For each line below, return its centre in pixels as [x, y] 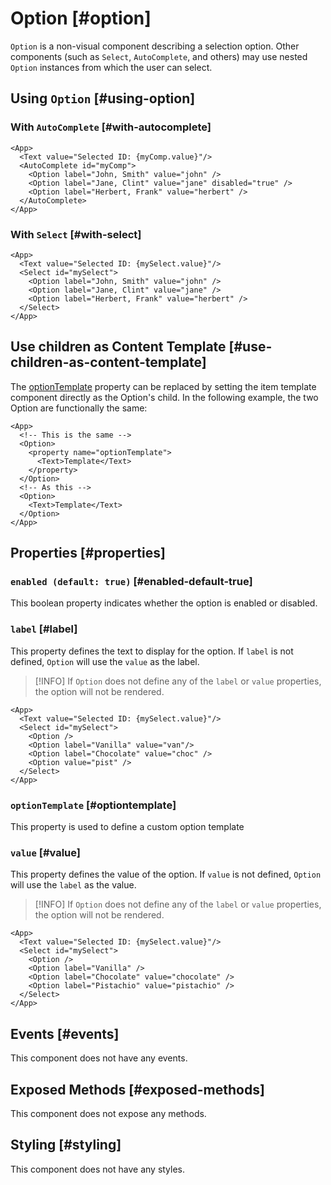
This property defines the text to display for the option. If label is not [152, 651]
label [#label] [44, 629]
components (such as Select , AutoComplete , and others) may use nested [159, 56]
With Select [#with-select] [76, 234]
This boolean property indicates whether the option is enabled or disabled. [164, 603]
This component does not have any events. [99, 1058]
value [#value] [46, 852]
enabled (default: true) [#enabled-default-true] [131, 582]
